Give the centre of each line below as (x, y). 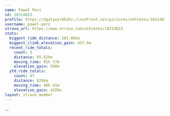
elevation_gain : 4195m (38, 90)
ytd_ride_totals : (28, 71)
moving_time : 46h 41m (37, 85)
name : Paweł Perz (23, 10)
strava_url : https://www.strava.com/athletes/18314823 (64, 29)
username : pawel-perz (28, 24)
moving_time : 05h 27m (37, 62)
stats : (12, 33)
